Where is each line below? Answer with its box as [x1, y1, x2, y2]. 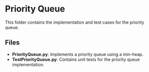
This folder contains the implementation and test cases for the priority [5, 19, 144, 25]
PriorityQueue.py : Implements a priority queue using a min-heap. [12, 51, 144, 57]
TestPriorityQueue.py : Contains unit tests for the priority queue [12, 57, 140, 62]
